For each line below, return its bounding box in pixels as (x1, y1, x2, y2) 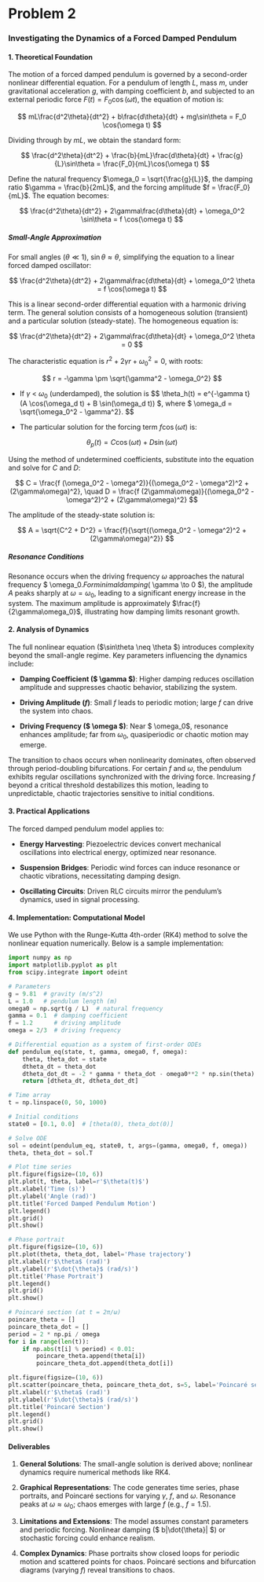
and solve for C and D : (8, 463, 81, 472)
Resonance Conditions (8, 552, 85, 561)
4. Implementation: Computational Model (8, 912, 145, 922)
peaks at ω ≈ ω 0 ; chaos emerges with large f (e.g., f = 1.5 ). (19, 1499, 211, 1511)
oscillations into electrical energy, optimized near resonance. (19, 848, 217, 857)
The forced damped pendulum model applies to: (8, 824, 164, 834)
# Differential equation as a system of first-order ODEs (8, 1041, 202, 1049)
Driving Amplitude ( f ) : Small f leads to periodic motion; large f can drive (19, 698, 254, 707)
